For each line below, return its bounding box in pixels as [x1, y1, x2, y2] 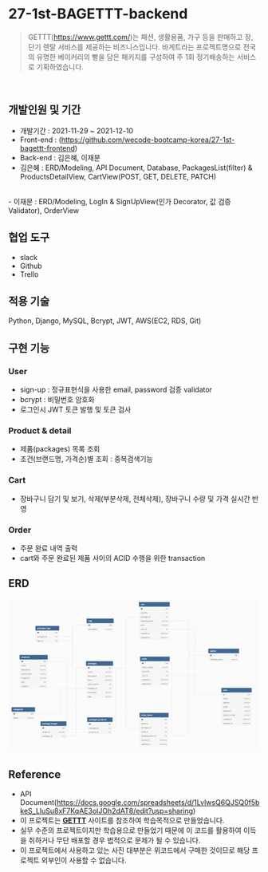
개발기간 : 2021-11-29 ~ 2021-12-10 [19, 125, 134, 136]
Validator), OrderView [8, 205, 80, 215]
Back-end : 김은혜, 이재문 [19, 152, 101, 162]
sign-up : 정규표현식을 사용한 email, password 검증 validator [19, 385, 213, 395]
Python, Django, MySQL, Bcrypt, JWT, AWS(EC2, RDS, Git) [8, 316, 202, 326]
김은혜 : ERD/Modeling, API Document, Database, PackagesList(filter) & [19, 163, 253, 172]
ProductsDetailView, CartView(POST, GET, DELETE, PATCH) [19, 172, 217, 181]
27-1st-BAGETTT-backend [8, 5, 188, 23]
